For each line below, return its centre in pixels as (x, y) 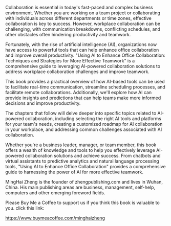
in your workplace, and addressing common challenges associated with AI (84, 129)
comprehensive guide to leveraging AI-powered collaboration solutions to (83, 66)
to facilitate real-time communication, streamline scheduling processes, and (85, 87)
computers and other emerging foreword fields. (55, 193)
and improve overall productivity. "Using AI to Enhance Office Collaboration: (85, 55)
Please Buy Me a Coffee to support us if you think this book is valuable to (82, 202)
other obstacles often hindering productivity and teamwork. (68, 35)
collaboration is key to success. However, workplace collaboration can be (83, 24)
